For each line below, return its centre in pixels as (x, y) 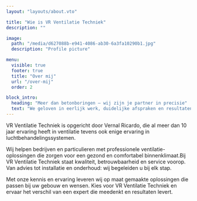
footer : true (27, 71)
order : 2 (22, 87)
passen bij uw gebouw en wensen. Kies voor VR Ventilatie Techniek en (91, 185)
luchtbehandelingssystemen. (41, 138)
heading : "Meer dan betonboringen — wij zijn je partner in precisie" (99, 103)
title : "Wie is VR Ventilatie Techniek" (56, 22)
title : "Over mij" (34, 76)
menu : (13, 60)
